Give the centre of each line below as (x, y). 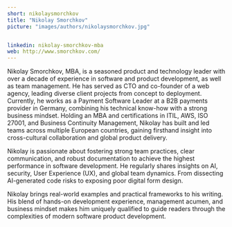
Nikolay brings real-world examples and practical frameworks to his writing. (115, 194)
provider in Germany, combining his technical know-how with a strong (107, 108)
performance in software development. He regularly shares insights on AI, (113, 166)
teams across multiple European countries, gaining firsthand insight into (110, 131)
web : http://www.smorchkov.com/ (54, 52)
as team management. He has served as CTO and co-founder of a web (108, 86)
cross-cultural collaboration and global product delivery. (87, 138)
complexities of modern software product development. (87, 217)
